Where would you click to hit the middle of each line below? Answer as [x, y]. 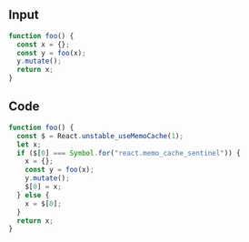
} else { [33, 195]
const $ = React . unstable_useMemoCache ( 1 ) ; [100, 136]
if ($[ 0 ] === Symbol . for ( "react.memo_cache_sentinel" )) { [129, 153]
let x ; [29, 145]
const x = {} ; [43, 45]
